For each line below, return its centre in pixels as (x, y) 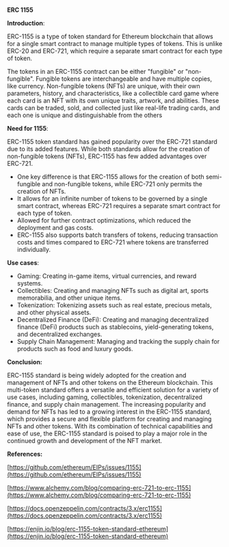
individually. (34, 250)
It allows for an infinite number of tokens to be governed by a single (112, 199)
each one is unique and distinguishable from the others (85, 115)
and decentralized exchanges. (59, 334)
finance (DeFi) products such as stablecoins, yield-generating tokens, (115, 327)
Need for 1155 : (28, 128)
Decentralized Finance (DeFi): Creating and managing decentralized (113, 320)
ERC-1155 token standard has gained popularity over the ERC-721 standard (112, 142)
